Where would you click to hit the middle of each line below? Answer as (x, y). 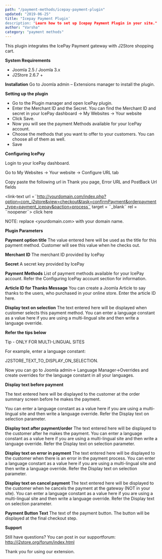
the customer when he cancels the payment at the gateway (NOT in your (78, 488)
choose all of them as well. (39, 139)
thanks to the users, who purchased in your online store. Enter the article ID (81, 293)
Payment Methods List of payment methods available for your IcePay (74, 273)
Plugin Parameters (24, 231)
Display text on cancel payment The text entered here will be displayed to (80, 483)
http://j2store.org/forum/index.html (40, 542)
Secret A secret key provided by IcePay (45, 264)
